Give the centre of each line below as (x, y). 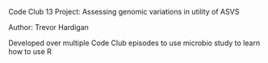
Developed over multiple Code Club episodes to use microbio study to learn (134, 43)
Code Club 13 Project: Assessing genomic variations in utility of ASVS (124, 12)
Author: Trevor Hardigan (48, 27)
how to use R (30, 51)
